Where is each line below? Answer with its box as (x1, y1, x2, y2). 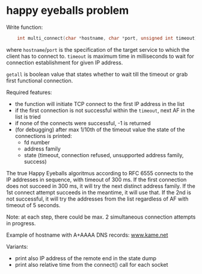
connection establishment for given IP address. (6, 58, 123, 66)
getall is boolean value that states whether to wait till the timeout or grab (6, 70, 188, 78)
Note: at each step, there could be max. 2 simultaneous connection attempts (6, 213, 196, 220)
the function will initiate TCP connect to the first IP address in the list (14, 100, 185, 107)
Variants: (6, 243, 28, 250)
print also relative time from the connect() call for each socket (14, 261, 168, 268)
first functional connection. (6, 76, 73, 84)
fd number (23, 139, 50, 146)
